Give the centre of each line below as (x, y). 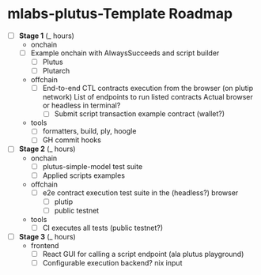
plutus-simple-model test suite (93, 166)
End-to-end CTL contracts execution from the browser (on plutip (148, 89)
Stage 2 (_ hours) (47, 149)
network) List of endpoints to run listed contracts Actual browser (148, 97)
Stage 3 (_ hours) (47, 236)
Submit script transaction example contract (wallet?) (140, 114)
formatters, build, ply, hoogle (89, 131)
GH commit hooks (72, 140)
